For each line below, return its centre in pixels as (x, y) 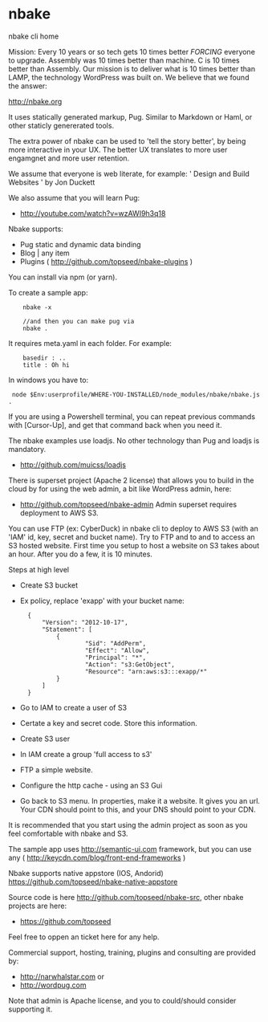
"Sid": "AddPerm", (116, 643)
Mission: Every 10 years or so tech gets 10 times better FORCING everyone (132, 51)
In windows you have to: (49, 380)
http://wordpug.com (53, 985)
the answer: (28, 86)
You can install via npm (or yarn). (63, 277)
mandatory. (27, 449)
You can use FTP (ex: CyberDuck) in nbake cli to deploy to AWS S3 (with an (133, 528)
